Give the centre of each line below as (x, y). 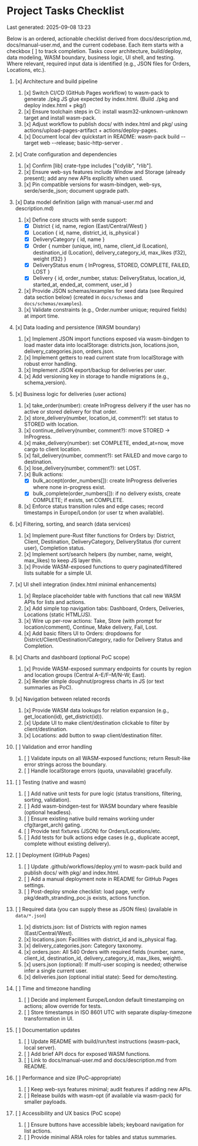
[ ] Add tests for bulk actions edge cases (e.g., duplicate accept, (102, 837)
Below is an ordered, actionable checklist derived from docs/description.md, (99, 38)
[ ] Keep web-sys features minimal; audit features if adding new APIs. (108, 1089)
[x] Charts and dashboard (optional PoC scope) (73, 658)
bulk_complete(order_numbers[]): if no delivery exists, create (107, 494)
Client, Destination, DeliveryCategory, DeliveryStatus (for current (102, 542)
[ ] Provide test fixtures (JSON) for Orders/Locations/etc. (93, 831)
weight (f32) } (50, 259)
